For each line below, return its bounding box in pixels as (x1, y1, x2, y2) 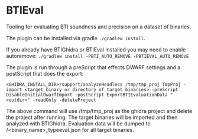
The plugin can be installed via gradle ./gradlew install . (6, 34, 146, 41)
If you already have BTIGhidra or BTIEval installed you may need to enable (6, 46, 186, 53)
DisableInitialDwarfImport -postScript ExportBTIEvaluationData (6, 92, 168, 98)
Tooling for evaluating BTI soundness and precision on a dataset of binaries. (6, 23, 191, 30)
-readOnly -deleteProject (32, 97, 96, 103)
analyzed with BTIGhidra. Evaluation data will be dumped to (6, 119, 151, 127)
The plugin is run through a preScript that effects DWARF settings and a (6, 63, 181, 71)
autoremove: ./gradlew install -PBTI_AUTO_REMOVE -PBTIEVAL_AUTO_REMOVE (6, 52, 189, 59)
